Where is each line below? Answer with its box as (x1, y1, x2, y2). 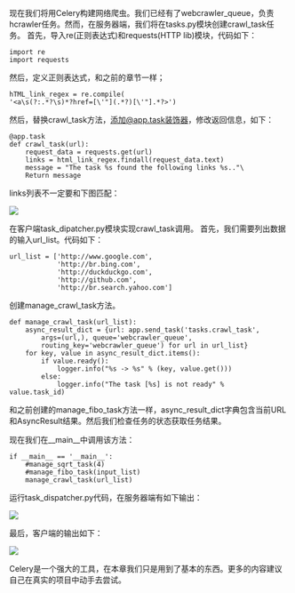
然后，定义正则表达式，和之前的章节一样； (9, 72, 165, 83)
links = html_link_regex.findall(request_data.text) (25, 156, 225, 164)
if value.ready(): (41, 357, 109, 365)
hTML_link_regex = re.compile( (9, 90, 125, 99)
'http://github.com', (56, 276, 138, 284)
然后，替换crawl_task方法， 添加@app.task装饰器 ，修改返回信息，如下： (9, 115, 275, 124)
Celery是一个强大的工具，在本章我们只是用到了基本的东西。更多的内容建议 (9, 564, 283, 573)
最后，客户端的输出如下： (9, 528, 103, 538)
